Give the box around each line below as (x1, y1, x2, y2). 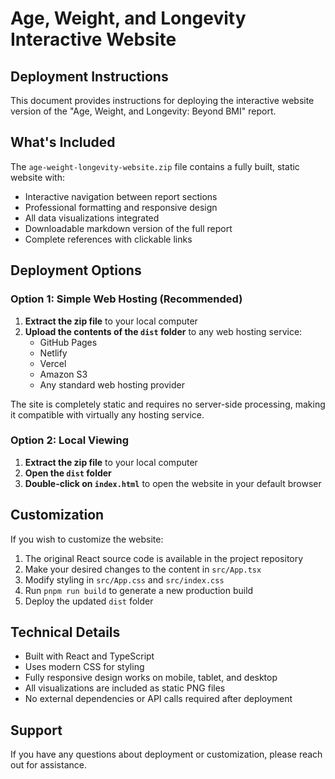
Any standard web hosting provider (39, 378, 185, 391)
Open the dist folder (24, 467, 112, 479)
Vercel (39, 357, 67, 369)
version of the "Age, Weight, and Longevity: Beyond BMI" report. (10, 105, 277, 117)
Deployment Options (10, 262, 142, 279)
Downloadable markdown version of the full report (24, 222, 233, 234)
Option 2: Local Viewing (10, 433, 129, 447)
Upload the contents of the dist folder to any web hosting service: (24, 325, 303, 337)
